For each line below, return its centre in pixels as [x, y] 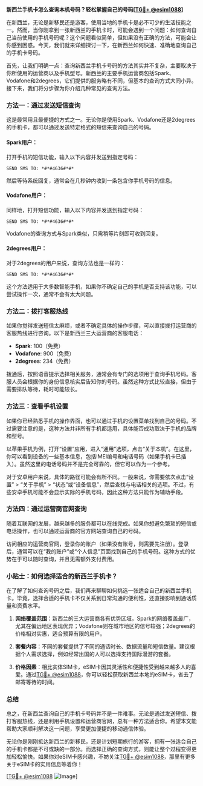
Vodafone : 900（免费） [45, 354]
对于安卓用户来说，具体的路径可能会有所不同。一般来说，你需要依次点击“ [98, 477]
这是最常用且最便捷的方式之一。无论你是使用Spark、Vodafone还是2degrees [101, 120]
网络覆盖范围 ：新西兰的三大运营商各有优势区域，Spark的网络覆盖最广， [105, 619]
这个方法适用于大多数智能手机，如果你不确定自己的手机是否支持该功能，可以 [101, 286]
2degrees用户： [27, 248]
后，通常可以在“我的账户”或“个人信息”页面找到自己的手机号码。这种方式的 [98, 551]
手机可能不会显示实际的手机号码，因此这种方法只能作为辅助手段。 [104, 492]
